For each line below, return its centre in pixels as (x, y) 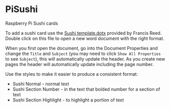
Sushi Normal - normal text (41, 84)
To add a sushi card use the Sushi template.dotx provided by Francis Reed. (83, 33)
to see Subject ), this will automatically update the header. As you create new (85, 59)
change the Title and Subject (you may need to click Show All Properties (83, 53)
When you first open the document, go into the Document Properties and (82, 48)
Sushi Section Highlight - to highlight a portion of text (68, 100)
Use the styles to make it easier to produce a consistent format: (72, 74)
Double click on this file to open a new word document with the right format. (85, 38)
